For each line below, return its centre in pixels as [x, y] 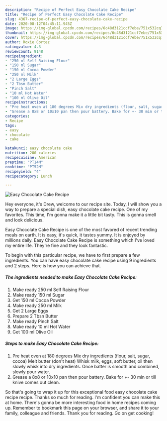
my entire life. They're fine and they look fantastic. [57, 246]
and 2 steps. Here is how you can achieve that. [53, 266]
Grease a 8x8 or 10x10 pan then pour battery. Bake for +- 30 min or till [84, 377]
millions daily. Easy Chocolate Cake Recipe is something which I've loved [80, 240]
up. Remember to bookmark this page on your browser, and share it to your [82, 408]
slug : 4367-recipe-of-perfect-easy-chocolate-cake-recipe [66, 19]
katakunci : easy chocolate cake [39, 148]
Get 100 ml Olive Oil [33, 332]
